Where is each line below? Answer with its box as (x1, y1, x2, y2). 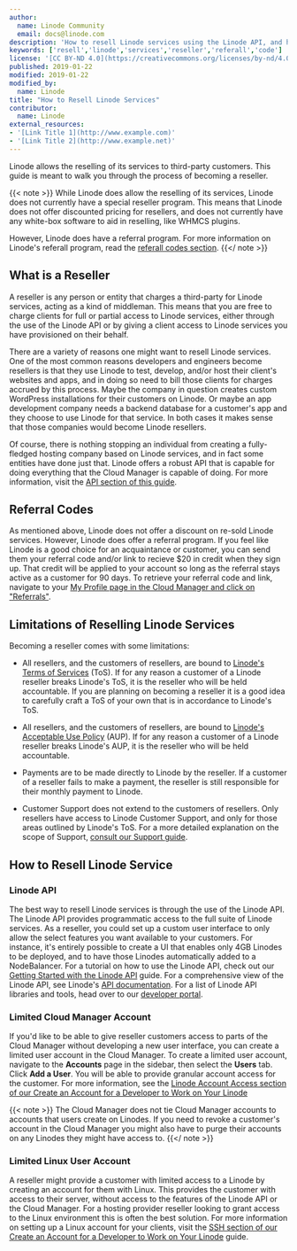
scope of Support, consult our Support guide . (21, 832, 188, 843)
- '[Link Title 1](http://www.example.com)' (9, 128, 176, 137)
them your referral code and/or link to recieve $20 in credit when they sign (9, 554, 281, 564)
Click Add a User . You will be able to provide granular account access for (9, 1068, 277, 1079)
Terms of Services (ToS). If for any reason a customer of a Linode (21, 667, 262, 678)
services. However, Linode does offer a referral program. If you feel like (9, 535, 270, 546)
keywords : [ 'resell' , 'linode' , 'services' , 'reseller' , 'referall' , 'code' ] (9, 46, 283, 55)
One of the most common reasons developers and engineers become (9, 355, 263, 366)
